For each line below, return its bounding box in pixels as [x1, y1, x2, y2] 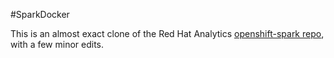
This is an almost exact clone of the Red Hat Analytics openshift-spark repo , [10, 28, 325, 39]
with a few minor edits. [10, 39, 105, 50]
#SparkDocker [10, 9, 70, 20]
